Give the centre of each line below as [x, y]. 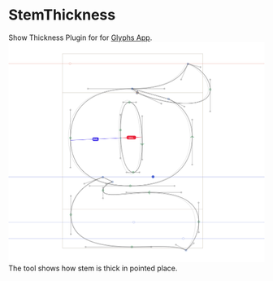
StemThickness [62, 15]
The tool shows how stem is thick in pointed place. [93, 268]
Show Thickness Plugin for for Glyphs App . [80, 37]
